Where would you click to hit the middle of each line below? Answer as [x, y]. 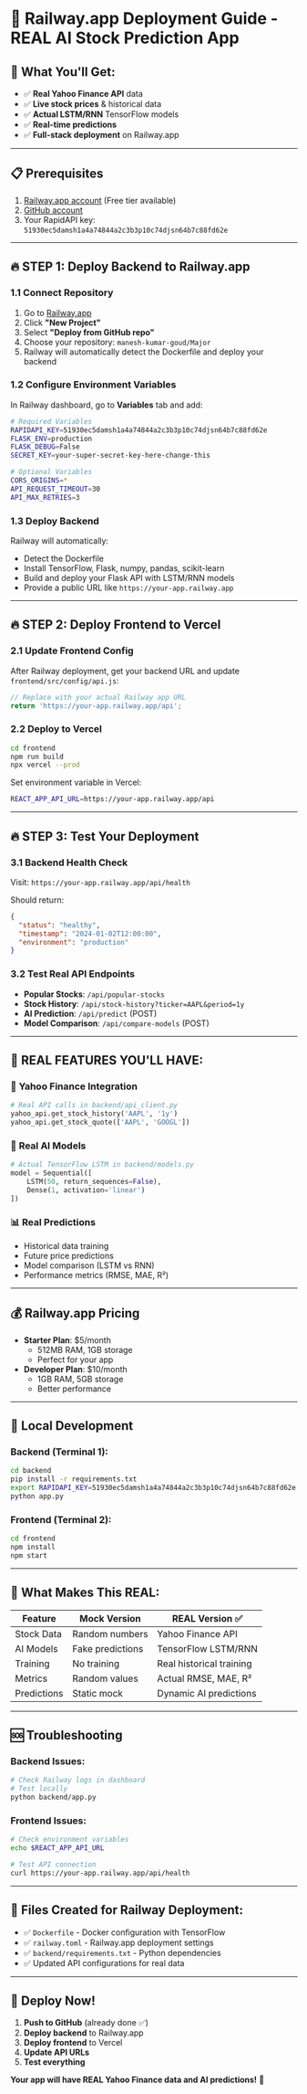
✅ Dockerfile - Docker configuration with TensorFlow [124, 1932]
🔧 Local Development [72, 1426]
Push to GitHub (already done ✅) [86, 2023]
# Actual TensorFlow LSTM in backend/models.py [102, 1165]
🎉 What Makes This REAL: [85, 1593]
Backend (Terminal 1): [59, 1452]
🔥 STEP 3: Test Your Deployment [105, 836]
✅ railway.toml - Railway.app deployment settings [118, 1942]
